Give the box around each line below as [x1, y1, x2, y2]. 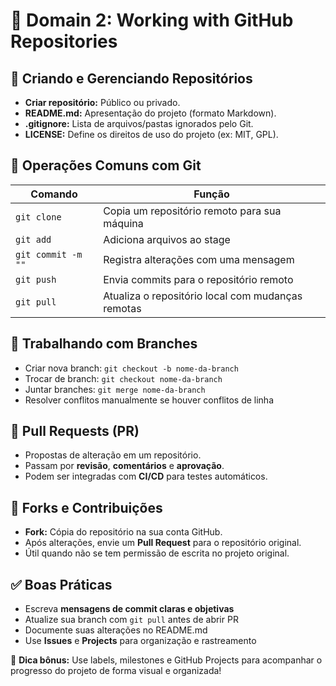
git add [15, 234, 52, 245]
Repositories [10, 30, 118, 53]
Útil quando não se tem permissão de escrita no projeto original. [24, 547, 290, 559]
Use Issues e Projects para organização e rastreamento [24, 635, 257, 647]
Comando [30, 187, 78, 201]
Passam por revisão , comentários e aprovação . [24, 460, 225, 472]
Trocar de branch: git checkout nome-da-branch [24, 372, 223, 384]
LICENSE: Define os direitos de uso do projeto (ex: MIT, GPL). [24, 129, 279, 140]
